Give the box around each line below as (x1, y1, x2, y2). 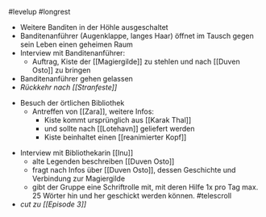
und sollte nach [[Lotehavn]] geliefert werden (44, 124, 195, 133)
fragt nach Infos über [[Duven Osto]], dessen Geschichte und (31, 165, 236, 174)
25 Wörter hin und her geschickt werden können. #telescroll (31, 191, 232, 200)
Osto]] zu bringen (31, 65, 91, 75)
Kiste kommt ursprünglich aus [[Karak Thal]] (44, 115, 192, 124)
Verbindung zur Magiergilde (31, 173, 126, 183)
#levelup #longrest (8, 7, 71, 16)
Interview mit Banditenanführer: (19, 48, 126, 57)
